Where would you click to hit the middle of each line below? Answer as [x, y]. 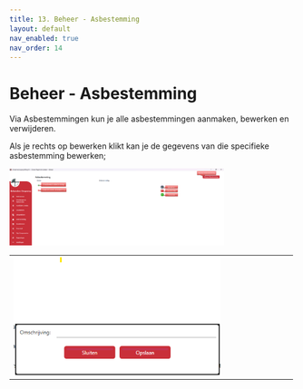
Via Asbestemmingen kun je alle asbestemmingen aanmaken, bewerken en [149, 119]
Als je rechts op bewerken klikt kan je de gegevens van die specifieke [139, 146]
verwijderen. [33, 129]
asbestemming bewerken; [58, 156]
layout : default [40, 29]
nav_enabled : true [44, 38]
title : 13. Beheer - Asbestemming [75, 19]
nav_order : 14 [36, 48]
